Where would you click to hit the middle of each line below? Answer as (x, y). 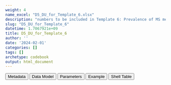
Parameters (71, 77)
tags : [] (15, 52)
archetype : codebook (27, 57)
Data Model (43, 77)
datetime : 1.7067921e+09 (32, 29)
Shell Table (122, 77)
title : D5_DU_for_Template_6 (36, 33)
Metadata (17, 77)
